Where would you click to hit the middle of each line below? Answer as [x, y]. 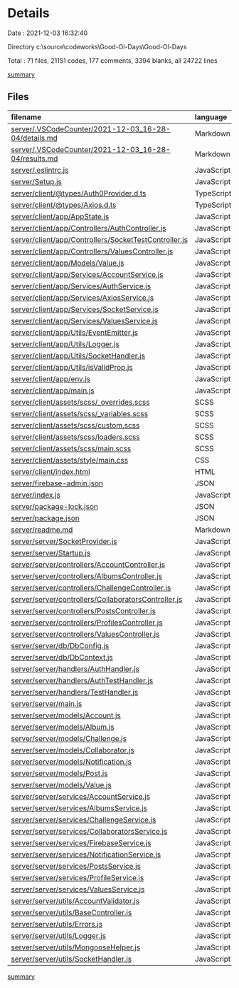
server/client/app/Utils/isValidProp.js [72, 367]
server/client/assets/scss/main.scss [71, 448]
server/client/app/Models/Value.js [68, 263]
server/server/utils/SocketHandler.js [71, 959]
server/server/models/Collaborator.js [73, 750]
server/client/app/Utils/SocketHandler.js [78, 356]
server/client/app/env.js [51, 378]
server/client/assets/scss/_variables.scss [79, 413]
